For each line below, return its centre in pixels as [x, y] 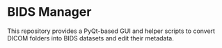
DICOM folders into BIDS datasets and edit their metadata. [90, 38]
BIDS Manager [49, 12]
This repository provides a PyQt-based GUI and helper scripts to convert [111, 31]
